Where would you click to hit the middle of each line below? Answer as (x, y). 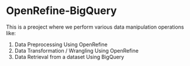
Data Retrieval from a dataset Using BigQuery (69, 57)
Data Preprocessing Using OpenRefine (61, 44)
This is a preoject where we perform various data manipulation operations (95, 27)
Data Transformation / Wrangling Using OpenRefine (77, 50)
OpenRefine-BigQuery (61, 11)
